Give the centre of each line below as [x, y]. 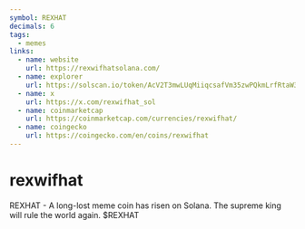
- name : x [36, 93]
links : [22, 52]
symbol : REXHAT [38, 18]
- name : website [48, 60]
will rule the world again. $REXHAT [74, 215]
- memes [32, 43]
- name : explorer [50, 77]
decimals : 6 [32, 26]
